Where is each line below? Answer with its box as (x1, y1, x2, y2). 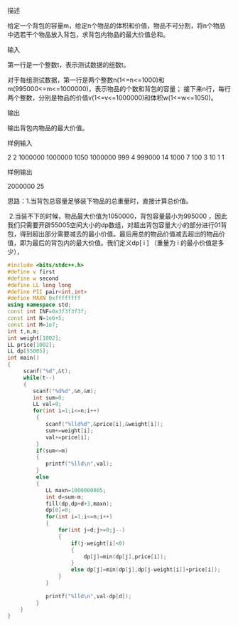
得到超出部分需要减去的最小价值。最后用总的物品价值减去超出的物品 (19, 230, 219, 238)
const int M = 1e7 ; (7, 321, 59, 328)
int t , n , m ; (7, 328, 40, 335)
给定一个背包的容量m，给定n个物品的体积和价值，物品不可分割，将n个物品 (7, 21, 226, 30)
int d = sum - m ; (45, 494, 84, 501)
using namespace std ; (7, 301, 72, 308)
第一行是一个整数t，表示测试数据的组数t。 (7, 61, 130, 69)
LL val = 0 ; (33, 401, 62, 408)
